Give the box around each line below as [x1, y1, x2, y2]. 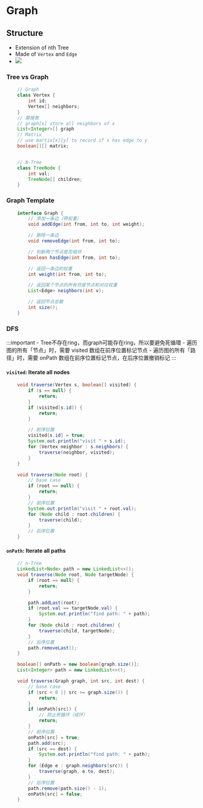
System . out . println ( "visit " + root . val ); [28, 505, 137, 512]
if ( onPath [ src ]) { [28, 706, 78, 713]
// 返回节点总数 [28, 299, 64, 305]
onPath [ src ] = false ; [28, 791, 83, 797]
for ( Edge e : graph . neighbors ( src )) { [28, 763, 129, 769]
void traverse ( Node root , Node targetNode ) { [17, 572, 135, 578]
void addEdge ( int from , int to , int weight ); [28, 221, 145, 228]
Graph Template [6, 196, 55, 205]
